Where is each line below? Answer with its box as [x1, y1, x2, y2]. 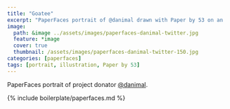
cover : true [13, 42, 48, 49]
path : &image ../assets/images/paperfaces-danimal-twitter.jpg [13, 29, 198, 37]
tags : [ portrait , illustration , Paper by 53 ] [7, 61, 140, 68]
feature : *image [13, 36, 60, 43]
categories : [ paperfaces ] [7, 55, 81, 62]
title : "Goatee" [7, 10, 54, 17]
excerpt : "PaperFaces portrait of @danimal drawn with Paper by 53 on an [7, 17, 224, 23]
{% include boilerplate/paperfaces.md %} [7, 94, 126, 102]
